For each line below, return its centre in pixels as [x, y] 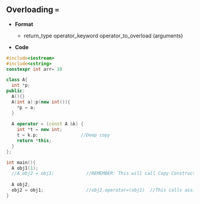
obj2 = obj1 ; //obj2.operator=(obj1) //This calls [97, 190]
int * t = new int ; [40, 130]
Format [24, 24]
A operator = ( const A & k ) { [48, 124]
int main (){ [21, 162]
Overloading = [33, 10]
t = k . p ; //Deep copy [64, 135]
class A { [17, 80]
